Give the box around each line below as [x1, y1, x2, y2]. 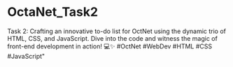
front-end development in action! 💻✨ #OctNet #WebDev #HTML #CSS [7, 42, 212, 50]
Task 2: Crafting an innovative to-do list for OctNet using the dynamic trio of [7, 27, 226, 35]
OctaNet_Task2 [7, 4, 99, 20]
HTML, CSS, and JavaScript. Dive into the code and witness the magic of [7, 34, 218, 42]
